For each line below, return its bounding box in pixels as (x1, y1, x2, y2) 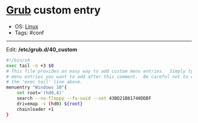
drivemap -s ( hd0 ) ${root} (16, 101, 83, 107)
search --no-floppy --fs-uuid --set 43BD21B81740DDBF (16, 95, 151, 101)
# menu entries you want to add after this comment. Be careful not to (6, 74, 189, 80)
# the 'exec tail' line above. (6, 79, 83, 85)
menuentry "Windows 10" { (6, 84, 67, 91)
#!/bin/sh (6, 57, 31, 63)
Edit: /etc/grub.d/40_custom (6, 46, 78, 53)
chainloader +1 (16, 106, 54, 112)
